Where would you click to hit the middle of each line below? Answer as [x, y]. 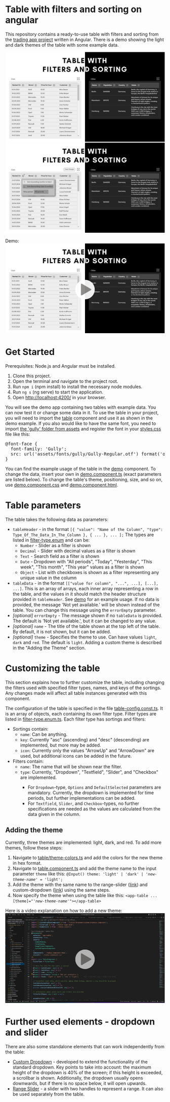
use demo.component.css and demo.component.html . [62, 485]
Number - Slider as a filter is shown [55, 546]
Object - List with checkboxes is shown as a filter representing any [90, 573]
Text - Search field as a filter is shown [60, 556]
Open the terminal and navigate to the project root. [65, 381]
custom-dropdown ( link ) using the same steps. [61, 890]
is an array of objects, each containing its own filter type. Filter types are [81, 714]
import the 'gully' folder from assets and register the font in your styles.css [83, 429]
